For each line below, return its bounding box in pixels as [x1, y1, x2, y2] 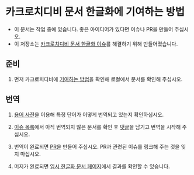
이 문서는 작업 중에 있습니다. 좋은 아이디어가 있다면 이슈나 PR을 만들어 [13, 26, 174, 33]
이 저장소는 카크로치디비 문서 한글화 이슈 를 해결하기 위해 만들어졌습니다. [13, 40, 178, 47]
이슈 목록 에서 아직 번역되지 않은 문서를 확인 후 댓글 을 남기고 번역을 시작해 [13, 123, 181, 130]
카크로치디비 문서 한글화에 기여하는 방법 [5, 5, 185, 19]
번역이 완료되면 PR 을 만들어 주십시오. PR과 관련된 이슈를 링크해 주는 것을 [13, 143, 180, 150]
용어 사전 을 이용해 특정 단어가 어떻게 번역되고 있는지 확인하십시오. [13, 111, 164, 118]
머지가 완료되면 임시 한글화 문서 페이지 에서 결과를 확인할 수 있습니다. [13, 163, 170, 170]
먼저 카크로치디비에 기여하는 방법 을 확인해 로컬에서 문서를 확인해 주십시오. [13, 75, 183, 82]
